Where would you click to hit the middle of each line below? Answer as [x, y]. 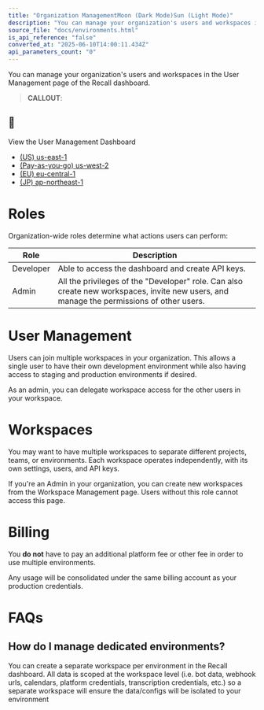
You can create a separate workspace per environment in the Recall [118, 665]
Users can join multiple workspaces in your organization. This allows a [122, 357]
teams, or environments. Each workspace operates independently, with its [128, 460]
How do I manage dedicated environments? [117, 647]
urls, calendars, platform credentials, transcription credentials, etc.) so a [125, 682]
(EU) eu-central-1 [48, 173]
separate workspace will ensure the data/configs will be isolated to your [125, 690]
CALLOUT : [45, 98]
